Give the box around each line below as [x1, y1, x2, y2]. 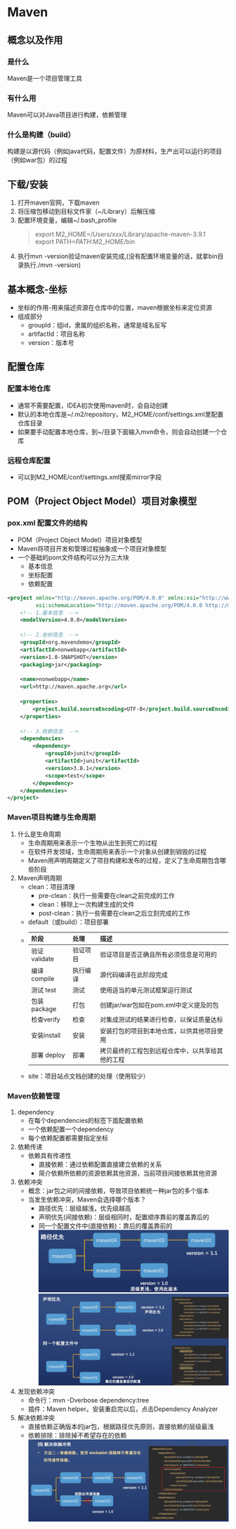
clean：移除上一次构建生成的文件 [38, 900, 135, 909]
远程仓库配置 [7, 455, 51, 465]
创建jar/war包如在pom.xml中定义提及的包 [99, 1001, 219, 1009]
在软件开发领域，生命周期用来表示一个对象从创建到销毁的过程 [27, 847, 207, 856]
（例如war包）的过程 [7, 156, 68, 164]
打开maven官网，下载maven [17, 198, 100, 207]
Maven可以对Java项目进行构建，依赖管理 [7, 110, 127, 119]
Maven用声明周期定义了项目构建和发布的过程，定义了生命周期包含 [27, 856, 220, 864]
